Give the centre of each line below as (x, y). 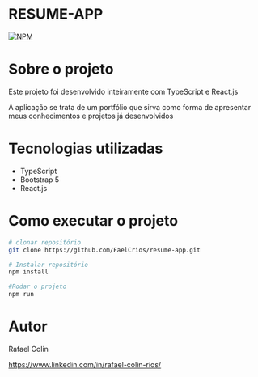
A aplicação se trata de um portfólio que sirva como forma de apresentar (130, 107)
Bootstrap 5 (40, 180)
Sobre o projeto (61, 69)
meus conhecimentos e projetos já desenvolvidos (91, 116)
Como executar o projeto (93, 221)
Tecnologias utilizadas (86, 148)
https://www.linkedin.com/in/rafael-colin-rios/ (85, 364)
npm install (28, 272)
